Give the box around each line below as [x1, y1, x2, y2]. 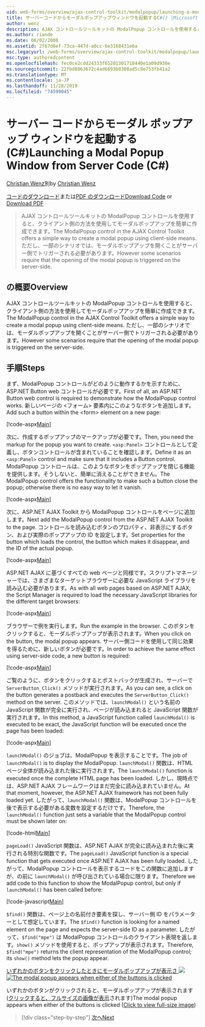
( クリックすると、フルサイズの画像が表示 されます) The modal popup [6, 995, 178, 1002]
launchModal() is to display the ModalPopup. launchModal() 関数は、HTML [6, 759, 193, 767]
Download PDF [6, 200, 44, 207]
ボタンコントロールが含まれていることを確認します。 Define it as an [22, 448, 192, 456]
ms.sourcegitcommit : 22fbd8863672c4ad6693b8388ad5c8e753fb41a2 [6, 66, 171, 72]
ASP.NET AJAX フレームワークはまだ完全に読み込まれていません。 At [16, 782, 190, 790]
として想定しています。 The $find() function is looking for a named [11, 918, 180, 925]
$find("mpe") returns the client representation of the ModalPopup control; [6, 948, 192, 955]
